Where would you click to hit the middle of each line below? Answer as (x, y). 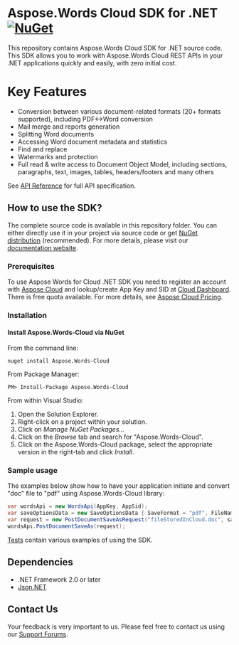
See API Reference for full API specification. (72, 186)
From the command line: (43, 348)
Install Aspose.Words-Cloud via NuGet (66, 332)
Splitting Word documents (56, 134)
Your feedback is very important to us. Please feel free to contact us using (116, 627)
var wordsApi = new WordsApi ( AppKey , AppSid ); (78, 506)
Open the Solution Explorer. (58, 415)
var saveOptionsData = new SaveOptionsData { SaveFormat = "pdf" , (108, 513)
